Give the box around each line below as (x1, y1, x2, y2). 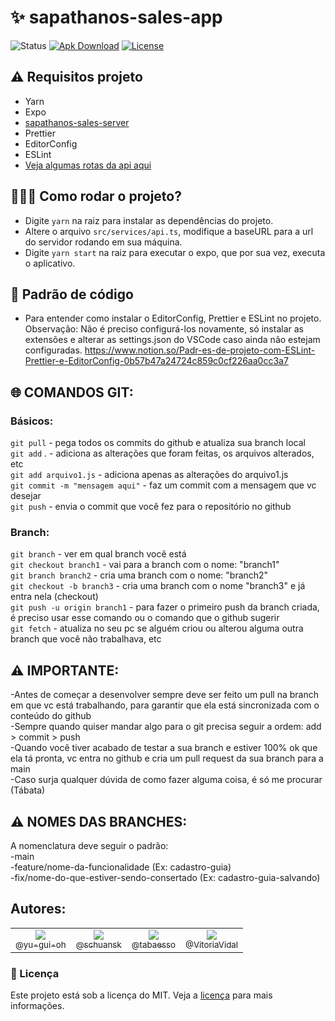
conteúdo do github (10, 710, 92, 722)
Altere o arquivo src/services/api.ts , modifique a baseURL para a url (24, 225, 314, 237)
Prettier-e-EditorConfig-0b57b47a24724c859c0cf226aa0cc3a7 (24, 355, 289, 367)
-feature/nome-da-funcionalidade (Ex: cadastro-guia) (10, 861, 232, 873)
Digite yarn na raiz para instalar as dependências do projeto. (24, 214, 274, 226)
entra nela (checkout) (10, 591, 99, 603)
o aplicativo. (24, 257, 76, 269)
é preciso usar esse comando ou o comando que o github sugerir (10, 612, 280, 624)
